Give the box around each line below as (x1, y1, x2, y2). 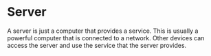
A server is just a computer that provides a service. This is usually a (7, 27, 199, 35)
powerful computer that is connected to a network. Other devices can (7, 33, 205, 42)
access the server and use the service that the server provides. (7, 41, 187, 49)
